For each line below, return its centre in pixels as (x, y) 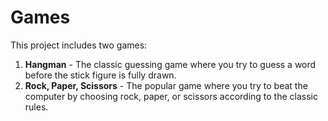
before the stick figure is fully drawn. (100, 75)
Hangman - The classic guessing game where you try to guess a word (170, 64)
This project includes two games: (79, 45)
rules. (36, 107)
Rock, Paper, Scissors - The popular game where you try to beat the (166, 85)
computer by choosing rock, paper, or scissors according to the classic (171, 96)
